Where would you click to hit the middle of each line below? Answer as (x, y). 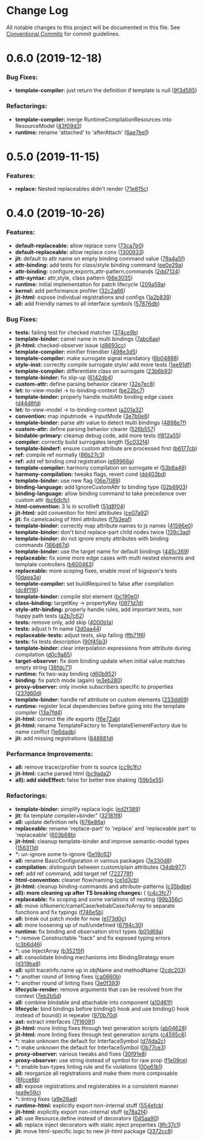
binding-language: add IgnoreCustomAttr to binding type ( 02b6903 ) (101, 487)
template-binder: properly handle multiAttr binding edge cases (94, 397)
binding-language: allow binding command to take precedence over (101, 493)
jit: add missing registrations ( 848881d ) (64, 738)
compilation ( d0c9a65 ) (44, 654)
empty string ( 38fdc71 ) (44, 667)
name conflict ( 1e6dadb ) (45, 732)
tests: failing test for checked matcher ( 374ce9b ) (77, 332)
